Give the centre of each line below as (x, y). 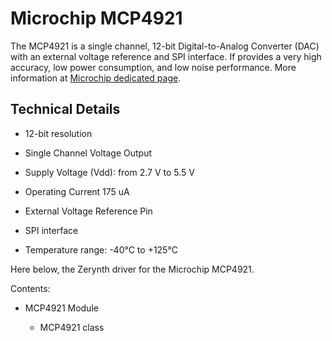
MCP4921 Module (61, 308)
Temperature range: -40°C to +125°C (101, 249)
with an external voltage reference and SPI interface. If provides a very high (166, 56)
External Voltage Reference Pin (88, 211)
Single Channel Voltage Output (88, 153)
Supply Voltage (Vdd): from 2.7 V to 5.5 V (109, 172)
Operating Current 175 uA (77, 191)
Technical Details (65, 109)
